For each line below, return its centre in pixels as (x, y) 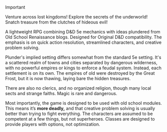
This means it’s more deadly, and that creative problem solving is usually (80, 108)
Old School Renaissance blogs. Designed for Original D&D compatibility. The (83, 37)
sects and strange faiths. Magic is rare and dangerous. (61, 93)
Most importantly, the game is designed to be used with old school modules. (83, 103)
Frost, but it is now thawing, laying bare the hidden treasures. (68, 78)
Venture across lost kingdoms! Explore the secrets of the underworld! (77, 17)
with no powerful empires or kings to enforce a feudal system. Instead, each (83, 68)
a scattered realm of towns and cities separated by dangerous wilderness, (82, 63)
